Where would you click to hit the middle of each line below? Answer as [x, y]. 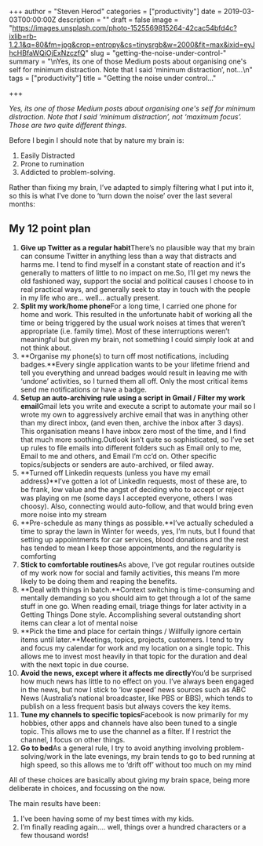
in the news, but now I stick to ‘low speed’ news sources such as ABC [133, 689]
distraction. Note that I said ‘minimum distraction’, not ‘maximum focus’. [126, 117]
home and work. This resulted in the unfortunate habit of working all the [136, 314]
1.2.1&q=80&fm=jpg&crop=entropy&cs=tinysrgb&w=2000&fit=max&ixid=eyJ [132, 45]
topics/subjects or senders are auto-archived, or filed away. [117, 464]
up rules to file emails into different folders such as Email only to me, [131, 447]
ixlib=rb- [23, 36]
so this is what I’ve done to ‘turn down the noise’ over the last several [121, 196]
